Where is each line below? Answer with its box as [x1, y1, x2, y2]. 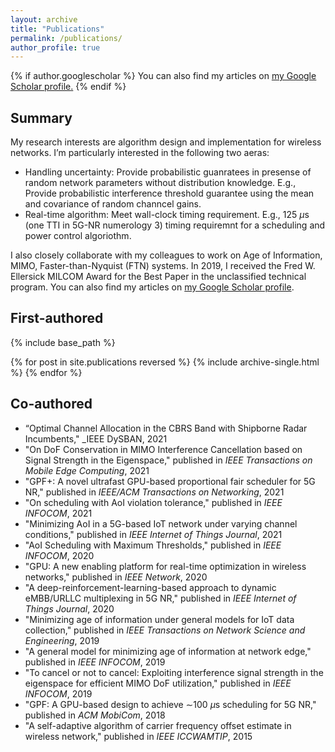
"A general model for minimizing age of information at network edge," [24, 645, 312, 657]
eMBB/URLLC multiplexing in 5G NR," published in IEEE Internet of [24, 592, 297, 604]
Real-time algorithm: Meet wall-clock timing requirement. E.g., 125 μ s [24, 209, 310, 221]
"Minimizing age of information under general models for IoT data [24, 613, 295, 625]
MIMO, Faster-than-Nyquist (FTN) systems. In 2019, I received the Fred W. [10, 260, 316, 272]
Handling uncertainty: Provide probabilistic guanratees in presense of [24, 166, 312, 178]
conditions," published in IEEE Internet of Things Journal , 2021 [24, 528, 283, 540]
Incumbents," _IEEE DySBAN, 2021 [24, 432, 168, 445]
